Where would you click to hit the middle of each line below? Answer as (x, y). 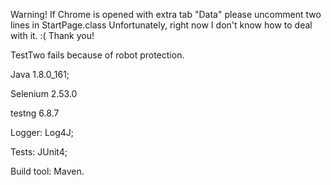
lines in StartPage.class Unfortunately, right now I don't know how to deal (161, 25)
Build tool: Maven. (47, 171)
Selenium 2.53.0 (44, 93)
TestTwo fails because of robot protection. (97, 55)
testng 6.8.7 (35, 113)
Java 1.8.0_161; (40, 74)
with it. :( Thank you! (52, 35)
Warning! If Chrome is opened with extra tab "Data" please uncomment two (166, 14)
